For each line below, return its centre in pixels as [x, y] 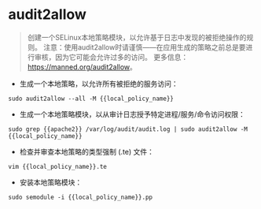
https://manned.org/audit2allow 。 [82, 67]
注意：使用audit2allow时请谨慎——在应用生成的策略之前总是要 [144, 47]
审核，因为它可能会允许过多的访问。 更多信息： [111, 57]
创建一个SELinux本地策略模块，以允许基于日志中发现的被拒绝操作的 [137, 37]
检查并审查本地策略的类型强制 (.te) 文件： [87, 151]
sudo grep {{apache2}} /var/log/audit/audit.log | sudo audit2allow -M [128, 129]
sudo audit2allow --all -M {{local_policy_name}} [91, 99]
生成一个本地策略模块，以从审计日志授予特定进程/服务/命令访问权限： [132, 114]
